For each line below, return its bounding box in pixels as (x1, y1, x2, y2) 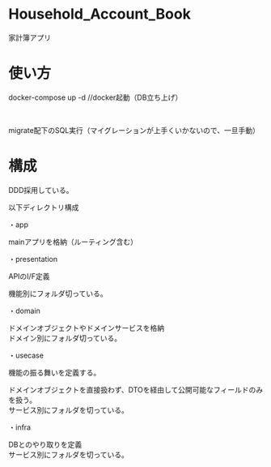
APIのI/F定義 (8, 271, 50, 281)
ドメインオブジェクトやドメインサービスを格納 (8, 323, 164, 332)
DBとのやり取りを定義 (8, 439, 83, 449)
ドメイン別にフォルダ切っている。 (8, 333, 122, 343)
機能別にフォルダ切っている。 (8, 289, 108, 298)
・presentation (8, 254, 58, 263)
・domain (8, 306, 40, 315)
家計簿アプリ (8, 32, 51, 42)
